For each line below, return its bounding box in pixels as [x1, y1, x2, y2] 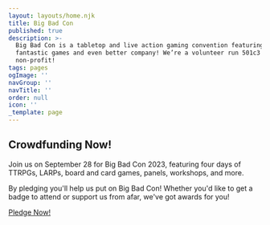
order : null [8, 94, 48, 102]
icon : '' [8, 101, 38, 109]
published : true [8, 26, 63, 34]
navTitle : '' [8, 86, 52, 94]
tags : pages [8, 64, 48, 72]
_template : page [8, 109, 63, 117]
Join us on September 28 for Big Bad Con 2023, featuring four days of [8, 159, 241, 169]
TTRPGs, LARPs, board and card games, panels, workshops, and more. [8, 167, 244, 177]
